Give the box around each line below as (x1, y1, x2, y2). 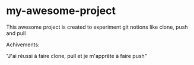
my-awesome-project (6, 4, 116, 18)
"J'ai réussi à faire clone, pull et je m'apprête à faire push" (6, 52, 147, 59)
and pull (6, 29, 26, 36)
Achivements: (6, 41, 40, 48)
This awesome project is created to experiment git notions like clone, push (6, 23, 188, 30)
